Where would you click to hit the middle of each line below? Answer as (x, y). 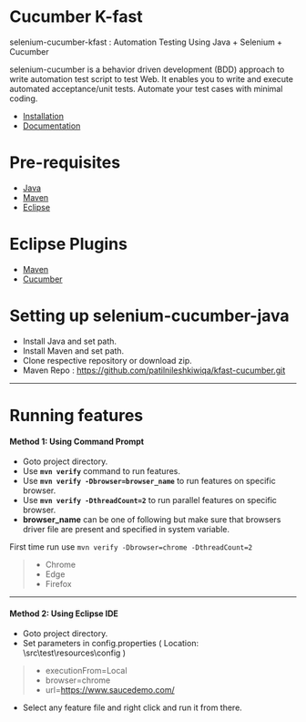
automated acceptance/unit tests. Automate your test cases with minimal (146, 88)
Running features (76, 415)
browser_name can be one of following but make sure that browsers (152, 520)
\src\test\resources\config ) (74, 653)
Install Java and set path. (69, 341)
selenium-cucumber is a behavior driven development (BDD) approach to (147, 69)
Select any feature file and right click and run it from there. (133, 707)
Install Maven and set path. (73, 351)
